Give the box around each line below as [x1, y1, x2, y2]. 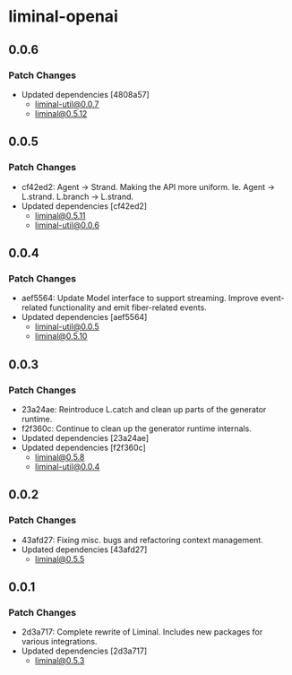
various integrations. [21, 636, 98, 647]
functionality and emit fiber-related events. [49, 302, 207, 313]
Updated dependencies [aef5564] [21, 312, 148, 323]
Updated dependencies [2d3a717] [21, 645, 148, 656]
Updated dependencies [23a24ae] [21, 432, 150, 443]
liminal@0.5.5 [34, 553, 85, 564]
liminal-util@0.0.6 [34, 220, 100, 230]
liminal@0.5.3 [34, 655, 85, 666]
